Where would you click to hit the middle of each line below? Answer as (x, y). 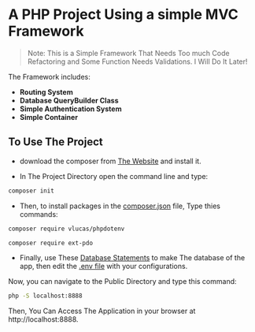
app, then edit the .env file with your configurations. (103, 267)
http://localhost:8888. (43, 319)
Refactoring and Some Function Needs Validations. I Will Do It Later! (137, 62)
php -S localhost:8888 (45, 296)
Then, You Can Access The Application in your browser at (102, 311)
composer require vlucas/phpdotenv (67, 229)
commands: (39, 214)
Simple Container (49, 117)
